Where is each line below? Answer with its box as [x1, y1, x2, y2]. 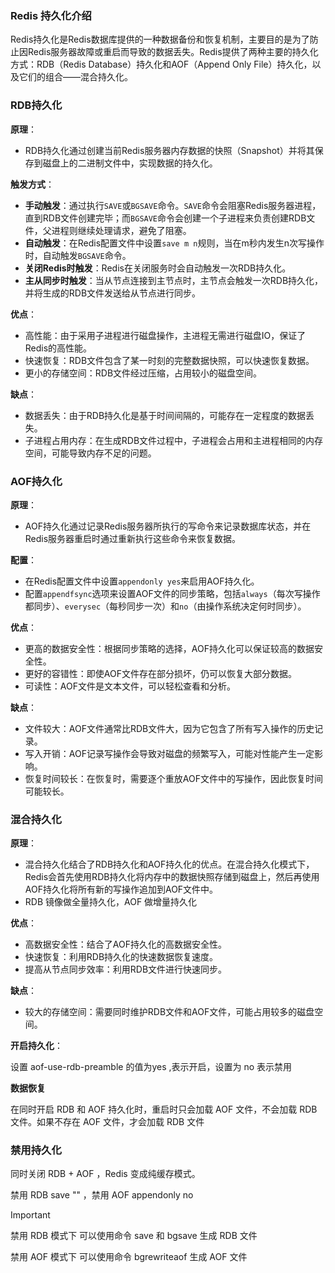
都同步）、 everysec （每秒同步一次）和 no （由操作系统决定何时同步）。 [24, 600, 307, 612]
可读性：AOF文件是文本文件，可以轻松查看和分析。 [24, 680, 236, 692]
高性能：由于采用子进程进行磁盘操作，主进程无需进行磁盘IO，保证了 [24, 329, 307, 341]
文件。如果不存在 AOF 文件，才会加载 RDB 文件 [10, 1116, 205, 1128]
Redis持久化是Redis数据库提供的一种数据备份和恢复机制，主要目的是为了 [10, 33, 310, 46]
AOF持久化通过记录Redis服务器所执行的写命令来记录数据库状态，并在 [24, 520, 312, 532]
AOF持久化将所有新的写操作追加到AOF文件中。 [24, 883, 219, 896]
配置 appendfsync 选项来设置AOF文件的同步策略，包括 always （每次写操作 [24, 587, 321, 599]
